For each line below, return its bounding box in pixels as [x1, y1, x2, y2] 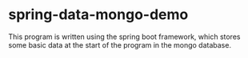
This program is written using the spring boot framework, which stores [8, 32, 241, 41]
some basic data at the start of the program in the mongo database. [8, 40, 232, 49]
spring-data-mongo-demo [8, 6, 189, 24]
